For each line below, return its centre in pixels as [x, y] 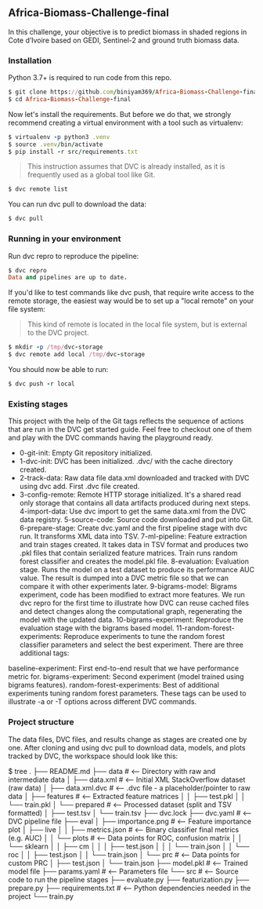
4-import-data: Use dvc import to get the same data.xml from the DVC [133, 511]
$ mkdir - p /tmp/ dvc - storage [56, 347]
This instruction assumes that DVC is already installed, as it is [126, 166]
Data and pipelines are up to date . [68, 278]
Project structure [41, 722]
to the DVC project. [58, 333]
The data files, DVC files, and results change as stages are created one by [128, 739]
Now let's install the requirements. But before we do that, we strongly [120, 114]
